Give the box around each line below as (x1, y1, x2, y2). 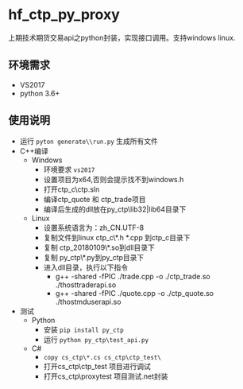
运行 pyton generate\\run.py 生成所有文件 (19, 136, 159, 146)
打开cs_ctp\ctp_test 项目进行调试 (43, 361, 151, 371)
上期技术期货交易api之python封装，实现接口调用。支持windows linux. (8, 33, 236, 42)
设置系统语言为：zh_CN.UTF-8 (43, 223, 145, 232)
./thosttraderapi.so (55, 280, 117, 290)
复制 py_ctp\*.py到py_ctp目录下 (43, 252, 145, 262)
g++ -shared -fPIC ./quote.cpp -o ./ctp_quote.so (55, 288, 214, 298)
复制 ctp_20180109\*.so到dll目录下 (43, 243, 155, 252)
